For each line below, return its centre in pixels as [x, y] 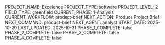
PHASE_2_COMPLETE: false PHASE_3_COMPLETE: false [62, 33]
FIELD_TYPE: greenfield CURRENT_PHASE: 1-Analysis [60, 12]
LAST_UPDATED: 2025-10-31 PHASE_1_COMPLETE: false [75, 28]
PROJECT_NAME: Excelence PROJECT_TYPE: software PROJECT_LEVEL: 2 [82, 7]
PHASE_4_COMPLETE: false [33, 38]
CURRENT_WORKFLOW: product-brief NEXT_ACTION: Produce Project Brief [82, 17]
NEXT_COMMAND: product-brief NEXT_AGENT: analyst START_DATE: [76, 22]
